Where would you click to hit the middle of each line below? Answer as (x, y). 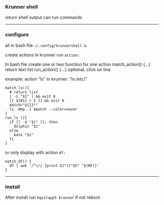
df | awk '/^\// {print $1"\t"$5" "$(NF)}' (54, 165)
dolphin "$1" (27, 126)
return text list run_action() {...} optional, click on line (58, 69)
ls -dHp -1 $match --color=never (43, 109)
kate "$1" (24, 135)
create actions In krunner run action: (42, 55)
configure (17, 35)
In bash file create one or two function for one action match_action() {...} (78, 64)
